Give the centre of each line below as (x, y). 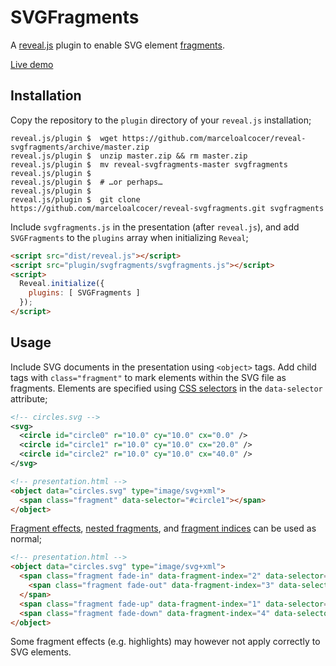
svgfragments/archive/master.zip (80, 147)
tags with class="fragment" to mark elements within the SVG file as (148, 377)
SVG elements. (41, 652)
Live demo (32, 64)
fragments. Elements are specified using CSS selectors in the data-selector (166, 388)
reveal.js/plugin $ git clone (75, 199)
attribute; (29, 398)
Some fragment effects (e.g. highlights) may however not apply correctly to (165, 642)
